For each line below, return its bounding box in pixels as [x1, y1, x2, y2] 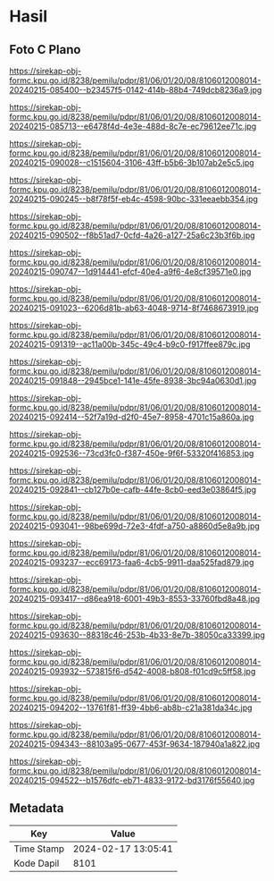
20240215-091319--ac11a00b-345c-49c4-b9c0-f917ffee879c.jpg [9, 339, 251, 350]
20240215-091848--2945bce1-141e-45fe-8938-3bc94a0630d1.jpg [9, 376, 257, 385]
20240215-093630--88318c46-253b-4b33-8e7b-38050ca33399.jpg [9, 630, 266, 640]
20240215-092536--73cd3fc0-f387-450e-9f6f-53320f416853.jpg [9, 448, 254, 458]
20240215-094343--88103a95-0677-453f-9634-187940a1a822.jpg [9, 739, 261, 749]
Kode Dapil [13, 857, 60, 869]
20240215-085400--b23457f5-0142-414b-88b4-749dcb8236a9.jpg [9, 85, 262, 95]
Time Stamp [13, 843, 65, 855]
